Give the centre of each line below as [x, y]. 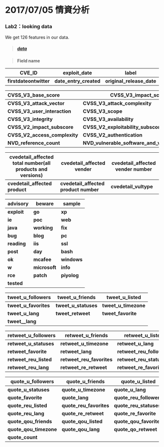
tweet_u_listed [124, 297]
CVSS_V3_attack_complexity [117, 103]
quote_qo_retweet [135, 429]
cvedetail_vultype [132, 187]
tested [15, 284]
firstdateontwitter [29, 81]
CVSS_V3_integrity [30, 119]
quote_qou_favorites [138, 422]
